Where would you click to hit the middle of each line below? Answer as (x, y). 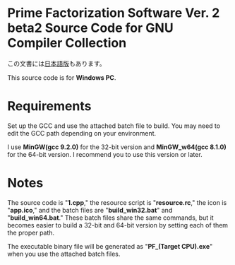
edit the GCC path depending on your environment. (82, 133)
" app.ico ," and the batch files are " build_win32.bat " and (90, 210)
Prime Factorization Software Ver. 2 (114, 13)
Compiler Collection (67, 43)
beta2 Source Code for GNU (91, 28)
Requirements (49, 106)
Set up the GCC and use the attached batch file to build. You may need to (114, 126)
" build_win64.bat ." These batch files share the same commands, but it (110, 218)
